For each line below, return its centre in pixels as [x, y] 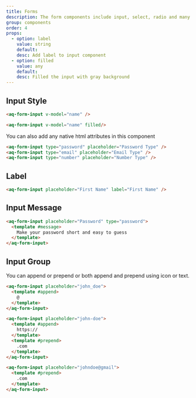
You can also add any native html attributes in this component [81, 136]
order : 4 [17, 28]
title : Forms [22, 11]
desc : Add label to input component [62, 55]
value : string [34, 45]
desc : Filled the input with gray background [73, 77]
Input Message [34, 208]
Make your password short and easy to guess [72, 232]
